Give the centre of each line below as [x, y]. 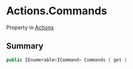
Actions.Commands [57, 11]
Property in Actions [30, 27]
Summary [25, 46]
